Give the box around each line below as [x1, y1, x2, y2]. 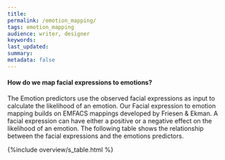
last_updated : [7, 43, 50, 50]
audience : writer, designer [7, 30, 91, 38]
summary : [7, 50, 33, 57]
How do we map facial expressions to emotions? [7, 79, 153, 87]
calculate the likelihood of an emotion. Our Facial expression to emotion [7, 101, 216, 110]
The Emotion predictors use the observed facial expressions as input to [7, 93, 216, 103]
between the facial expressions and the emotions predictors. [7, 132, 184, 140]
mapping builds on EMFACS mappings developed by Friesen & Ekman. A [7, 109, 218, 118]
